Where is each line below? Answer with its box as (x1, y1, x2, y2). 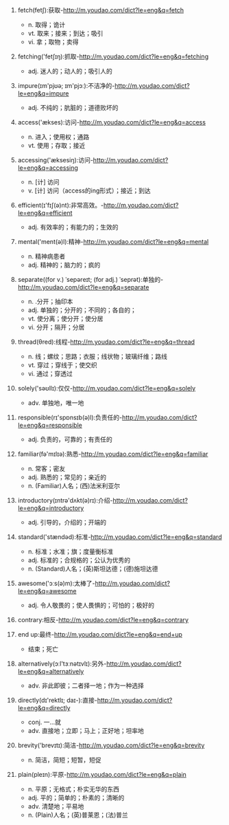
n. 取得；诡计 (27, 21, 66, 29)
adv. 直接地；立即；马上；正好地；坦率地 (27, 727, 145, 734)
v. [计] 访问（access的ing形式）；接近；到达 (27, 186, 152, 195)
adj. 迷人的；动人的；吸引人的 (27, 67, 112, 75)
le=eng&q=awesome (17, 587, 77, 595)
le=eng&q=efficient (17, 209, 73, 217)
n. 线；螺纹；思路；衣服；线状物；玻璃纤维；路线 (27, 353, 167, 360)
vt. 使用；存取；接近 (27, 142, 86, 149)
